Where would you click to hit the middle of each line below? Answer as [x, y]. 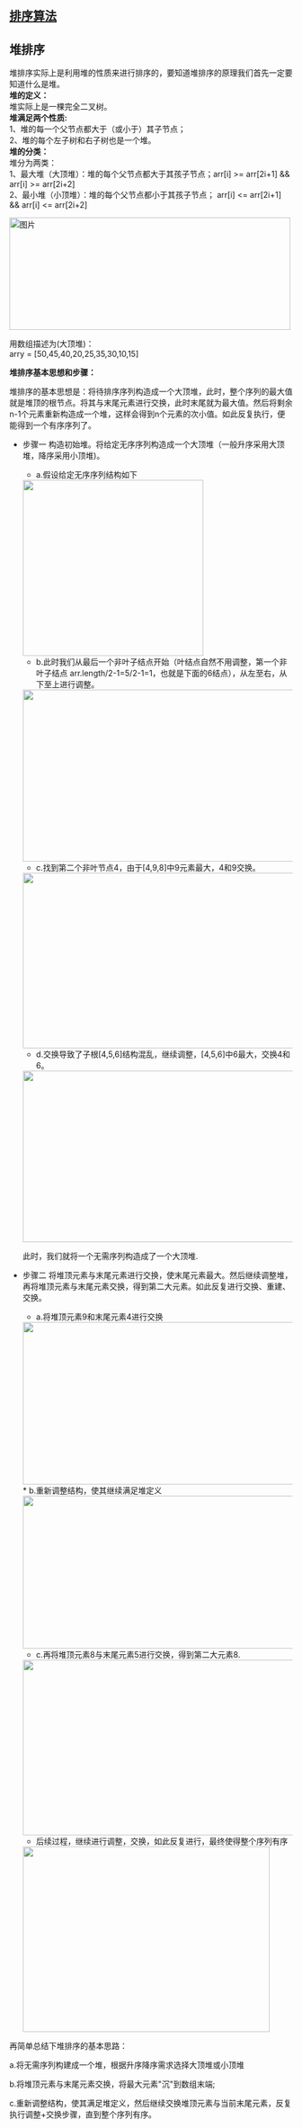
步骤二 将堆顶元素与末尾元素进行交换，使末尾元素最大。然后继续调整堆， [157, 1275]
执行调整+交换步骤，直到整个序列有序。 [83, 2115]
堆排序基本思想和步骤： [53, 372]
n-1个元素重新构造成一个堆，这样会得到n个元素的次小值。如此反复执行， [143, 414]
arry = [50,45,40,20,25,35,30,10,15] [74, 354]
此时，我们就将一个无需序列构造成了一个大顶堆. [110, 1256]
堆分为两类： [33, 163]
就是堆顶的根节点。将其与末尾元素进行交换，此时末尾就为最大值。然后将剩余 [151, 403]
